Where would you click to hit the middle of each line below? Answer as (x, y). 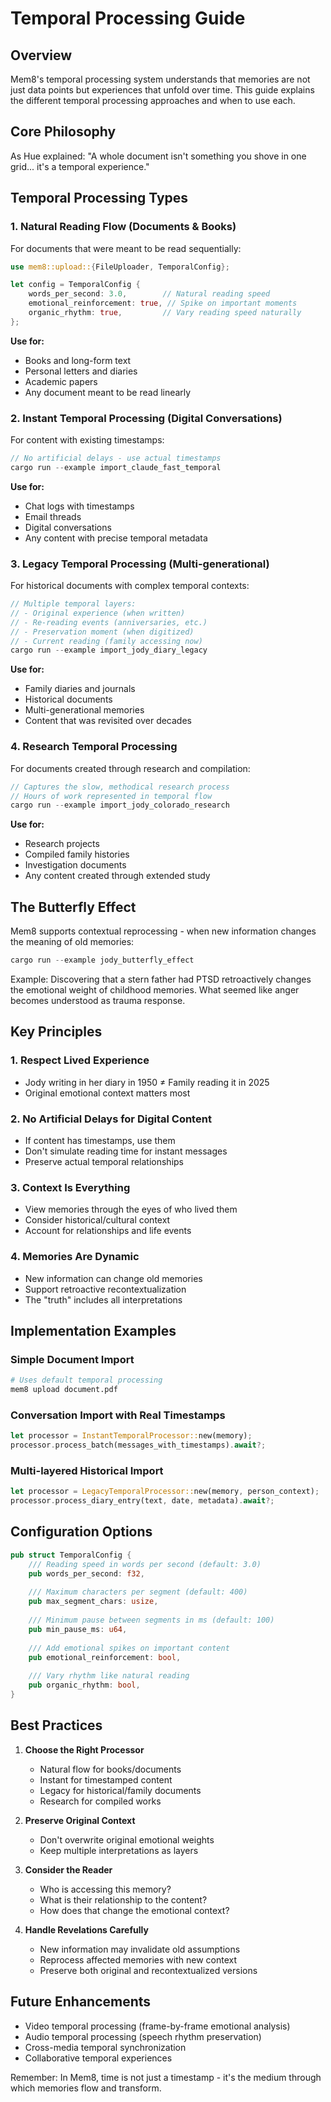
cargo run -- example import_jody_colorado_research (120, 805)
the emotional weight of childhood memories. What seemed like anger (155, 989)
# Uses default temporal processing (86, 1380)
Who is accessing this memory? (105, 1889)
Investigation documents (75, 865)
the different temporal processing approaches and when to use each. (153, 100)
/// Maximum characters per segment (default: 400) (138, 1592)
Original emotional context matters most (107, 1093)
